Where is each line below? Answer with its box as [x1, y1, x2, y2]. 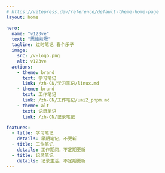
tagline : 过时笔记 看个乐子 [11, 42, 75, 48]
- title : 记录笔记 [11, 152, 54, 158]
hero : [6, 25, 20, 31]
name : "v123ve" [11, 30, 50, 36]
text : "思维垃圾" [11, 36, 51, 42]
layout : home [6, 14, 39, 20]
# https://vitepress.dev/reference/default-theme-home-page [6, 8, 160, 15]
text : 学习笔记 [22, 75, 57, 81]
